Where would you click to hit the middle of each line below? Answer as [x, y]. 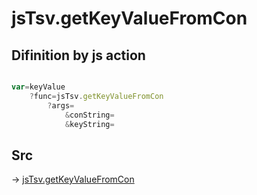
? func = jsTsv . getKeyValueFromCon [96, 96]
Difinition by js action [78, 55]
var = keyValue [38, 87]
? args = [61, 105]
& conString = [89, 115]
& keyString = [89, 124]
